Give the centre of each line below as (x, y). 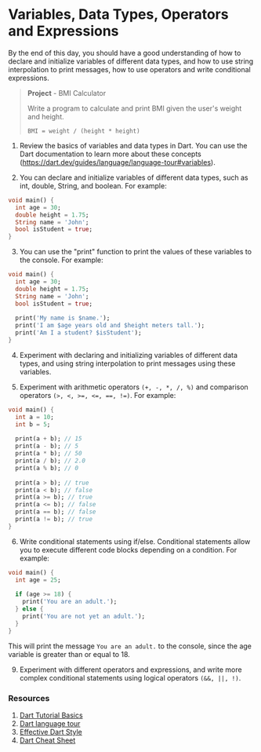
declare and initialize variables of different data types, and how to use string (131, 61)
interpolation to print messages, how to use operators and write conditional (129, 69)
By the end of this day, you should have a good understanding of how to (125, 53)
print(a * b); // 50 (49, 454)
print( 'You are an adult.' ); (70, 602)
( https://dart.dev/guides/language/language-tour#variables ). (117, 162)
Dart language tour (50, 723)
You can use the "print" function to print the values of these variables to (136, 252)
